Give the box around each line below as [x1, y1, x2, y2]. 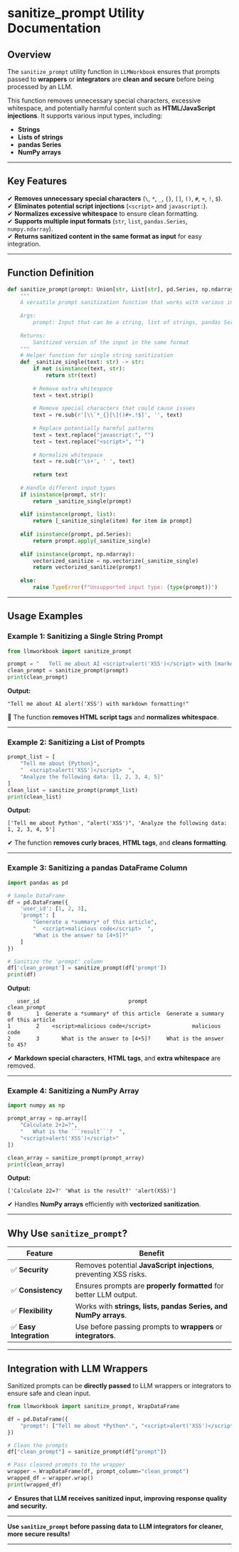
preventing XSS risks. [75, 1269, 147, 1279]
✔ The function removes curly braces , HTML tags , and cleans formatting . [7, 838, 228, 847]
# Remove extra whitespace [33, 385, 113, 392]
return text [33, 472, 69, 479]
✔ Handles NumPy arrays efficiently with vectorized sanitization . [7, 1200, 201, 1209]
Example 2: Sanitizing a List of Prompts [7, 737, 145, 747]
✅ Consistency [11, 1286, 63, 1296]
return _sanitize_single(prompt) [33, 497, 132, 505]
